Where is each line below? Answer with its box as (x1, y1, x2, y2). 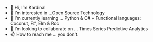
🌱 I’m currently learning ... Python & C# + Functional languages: (10, 15, 141, 21)
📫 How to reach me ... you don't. (10, 31, 79, 37)
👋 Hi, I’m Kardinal (10, 5, 46, 10)
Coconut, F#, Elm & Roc (10, 20, 59, 26)
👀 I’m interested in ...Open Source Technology (10, 10, 105, 16)
